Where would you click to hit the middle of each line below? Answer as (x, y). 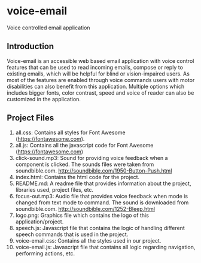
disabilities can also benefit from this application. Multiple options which (96, 86)
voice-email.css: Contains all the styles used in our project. (88, 240)
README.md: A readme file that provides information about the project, (103, 183)
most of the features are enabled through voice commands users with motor (101, 80)
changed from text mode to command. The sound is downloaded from (102, 202)
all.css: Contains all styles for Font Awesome (70, 132)
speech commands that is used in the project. (72, 234)
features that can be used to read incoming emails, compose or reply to (95, 67)
